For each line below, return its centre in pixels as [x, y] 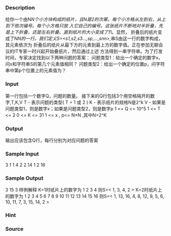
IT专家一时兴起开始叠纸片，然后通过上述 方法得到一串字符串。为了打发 [88, 51]
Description [20, 8]
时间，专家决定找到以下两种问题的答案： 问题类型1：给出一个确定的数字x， [84, 58]
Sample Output [24, 178]
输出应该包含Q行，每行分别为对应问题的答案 [52, 140]
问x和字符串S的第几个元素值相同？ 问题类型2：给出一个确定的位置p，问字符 [85, 64]
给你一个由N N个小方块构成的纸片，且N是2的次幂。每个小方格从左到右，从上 [86, 19]
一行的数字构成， [145, 39]
